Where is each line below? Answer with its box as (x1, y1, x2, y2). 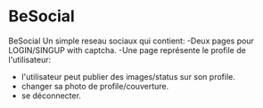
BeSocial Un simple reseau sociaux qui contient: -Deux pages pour (8, 35, 255, 46)
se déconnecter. (21, 90, 82, 101)
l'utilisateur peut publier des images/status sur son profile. (21, 71, 235, 81)
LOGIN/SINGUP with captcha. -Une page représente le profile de (8, 44, 246, 55)
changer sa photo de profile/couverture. (21, 81, 169, 91)
